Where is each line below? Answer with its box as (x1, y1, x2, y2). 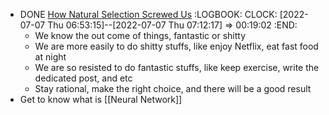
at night (34, 51, 67, 63)
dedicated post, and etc (34, 72, 133, 84)
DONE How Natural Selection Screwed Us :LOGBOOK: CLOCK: (19, 9, 278, 20)
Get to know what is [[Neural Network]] (19, 94, 183, 105)
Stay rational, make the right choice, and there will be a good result (34, 83, 312, 94)
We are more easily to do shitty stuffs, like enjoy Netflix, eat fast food (34, 40, 319, 52)
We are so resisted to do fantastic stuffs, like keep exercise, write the (34, 62, 320, 73)
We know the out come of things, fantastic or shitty (34, 30, 247, 41)
